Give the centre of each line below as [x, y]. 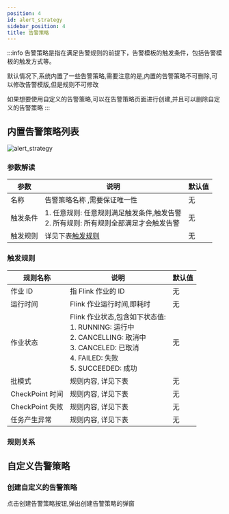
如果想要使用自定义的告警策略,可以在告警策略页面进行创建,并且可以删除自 [111, 99]
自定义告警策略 [39, 466]
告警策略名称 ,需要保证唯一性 [91, 200]
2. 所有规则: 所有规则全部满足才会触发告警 [112, 223]
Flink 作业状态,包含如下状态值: [118, 317]
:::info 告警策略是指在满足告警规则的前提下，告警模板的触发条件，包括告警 [112, 53]
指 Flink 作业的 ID [97, 291]
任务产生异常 [31, 419]
